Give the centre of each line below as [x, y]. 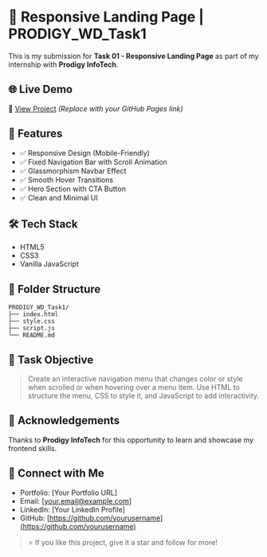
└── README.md [32, 335]
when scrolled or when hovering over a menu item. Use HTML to [134, 387]
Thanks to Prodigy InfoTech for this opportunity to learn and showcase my [131, 440]
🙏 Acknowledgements [64, 421]
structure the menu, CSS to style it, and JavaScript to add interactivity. [143, 395]
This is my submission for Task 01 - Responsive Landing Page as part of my [133, 56]
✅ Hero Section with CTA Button [73, 189]
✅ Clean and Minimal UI [59, 197]
